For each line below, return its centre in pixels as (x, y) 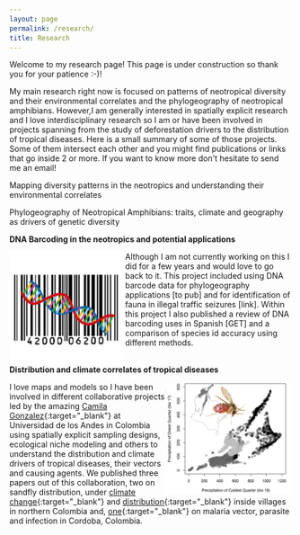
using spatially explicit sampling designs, (85, 435)
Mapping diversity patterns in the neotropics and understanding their (137, 185)
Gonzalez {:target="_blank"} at (65, 416)
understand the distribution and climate (82, 454)
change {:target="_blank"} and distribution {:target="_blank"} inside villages (148, 502)
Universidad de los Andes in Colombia (80, 425)
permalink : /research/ (52, 28)
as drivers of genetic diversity (65, 222)
